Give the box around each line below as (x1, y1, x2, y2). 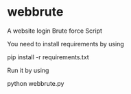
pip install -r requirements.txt (7, 52, 89, 61)
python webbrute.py (7, 79, 64, 87)
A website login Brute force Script (7, 27, 103, 35)
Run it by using (7, 66, 49, 74)
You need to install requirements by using (7, 40, 125, 48)
